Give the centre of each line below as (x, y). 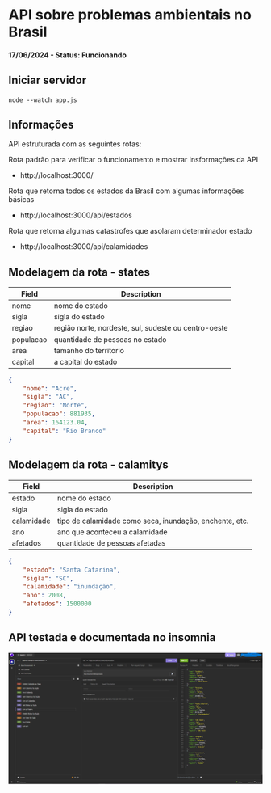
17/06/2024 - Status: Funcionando (68, 55)
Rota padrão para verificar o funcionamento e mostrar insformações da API (133, 160)
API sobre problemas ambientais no (130, 15)
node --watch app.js (43, 100)
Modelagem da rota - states (79, 272)
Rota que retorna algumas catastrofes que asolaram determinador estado (130, 231)
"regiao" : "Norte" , (56, 406)
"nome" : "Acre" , (50, 388)
